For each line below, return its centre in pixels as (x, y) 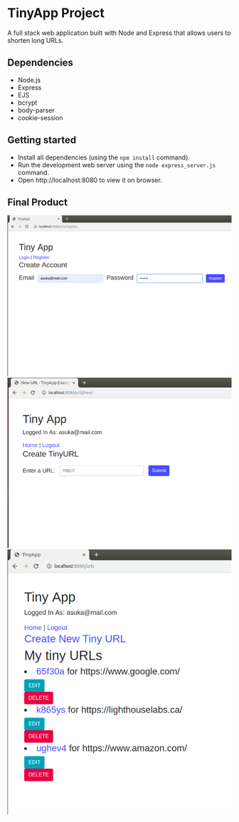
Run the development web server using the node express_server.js (117, 164)
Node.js (29, 80)
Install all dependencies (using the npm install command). (104, 157)
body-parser (36, 110)
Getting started (42, 140)
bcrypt (27, 102)
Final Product (37, 202)
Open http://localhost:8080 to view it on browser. (90, 180)
